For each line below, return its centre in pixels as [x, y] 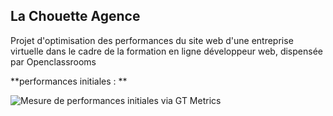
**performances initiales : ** [69, 81]
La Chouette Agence [75, 16]
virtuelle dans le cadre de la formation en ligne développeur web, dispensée [166, 51]
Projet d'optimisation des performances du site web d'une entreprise [152, 40]
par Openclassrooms [53, 61]
